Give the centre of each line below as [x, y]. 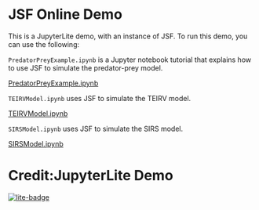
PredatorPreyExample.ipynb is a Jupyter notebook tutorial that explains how [130, 60]
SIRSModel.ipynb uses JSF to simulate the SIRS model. [95, 129]
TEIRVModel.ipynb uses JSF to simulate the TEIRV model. [100, 98]
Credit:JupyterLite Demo [91, 176]
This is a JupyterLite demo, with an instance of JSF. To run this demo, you [128, 36]
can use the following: [44, 44]
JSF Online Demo [66, 14]
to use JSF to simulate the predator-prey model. [86, 67]
